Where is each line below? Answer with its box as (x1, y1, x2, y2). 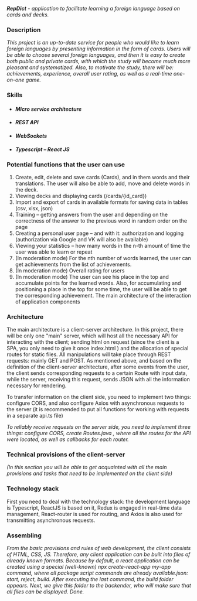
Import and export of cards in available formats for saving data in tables (15, 199, 188, 206)
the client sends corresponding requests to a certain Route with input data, (6, 370, 188, 377)
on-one (6, 76, 25, 84)
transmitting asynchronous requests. (6, 517, 96, 524)
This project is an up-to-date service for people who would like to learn (6, 39, 179, 46)
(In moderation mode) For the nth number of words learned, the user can (15, 254, 191, 261)
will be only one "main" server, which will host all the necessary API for (6, 332, 178, 339)
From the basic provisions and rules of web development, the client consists (6, 545, 191, 552)
